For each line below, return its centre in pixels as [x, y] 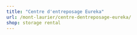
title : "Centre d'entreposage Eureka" [55, 12]
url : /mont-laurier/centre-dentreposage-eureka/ [69, 17]
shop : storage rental [34, 23]
